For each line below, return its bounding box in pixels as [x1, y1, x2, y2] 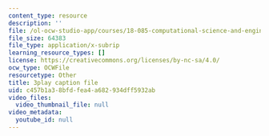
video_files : [8, 94, 52, 102]
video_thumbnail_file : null [15, 101, 110, 109]
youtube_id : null [15, 116, 74, 124]
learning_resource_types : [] [8, 49, 106, 57]
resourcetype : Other [8, 71, 78, 79]
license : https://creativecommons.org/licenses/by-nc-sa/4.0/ [8, 57, 220, 65]
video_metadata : [8, 109, 62, 117]
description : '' [8, 19, 62, 27]
